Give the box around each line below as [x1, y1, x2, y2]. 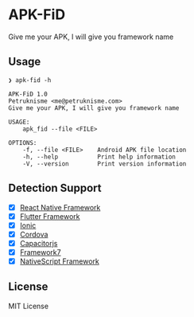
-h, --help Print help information [22, 153, 177, 161]
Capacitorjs [19, 238, 58, 248]
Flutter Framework [19, 211, 81, 221]
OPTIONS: [8, 139, 37, 147]
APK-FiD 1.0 [8, 90, 48, 98]
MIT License [8, 301, 49, 311]
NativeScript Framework [19, 256, 99, 266]
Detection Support [8, 182, 102, 195]
